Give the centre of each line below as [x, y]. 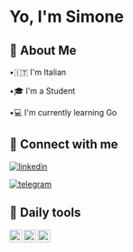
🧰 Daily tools [45, 212]
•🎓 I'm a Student [43, 91]
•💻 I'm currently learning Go [63, 112]
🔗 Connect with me [64, 144]
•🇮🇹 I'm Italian [38, 72]
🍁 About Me [43, 50]
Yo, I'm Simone [66, 17]
